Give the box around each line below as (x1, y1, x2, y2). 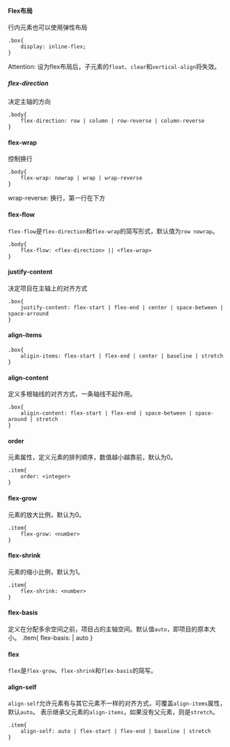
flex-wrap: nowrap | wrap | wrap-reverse (20, 175, 142, 182)
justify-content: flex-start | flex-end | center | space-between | (20, 304, 224, 311)
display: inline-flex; (20, 43, 86, 50)
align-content (8, 373, 49, 382)
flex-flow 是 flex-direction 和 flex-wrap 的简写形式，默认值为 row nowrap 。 (8, 227, 219, 235)
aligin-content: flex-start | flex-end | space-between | (20, 410, 192, 417)
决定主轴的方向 (8, 98, 51, 106)
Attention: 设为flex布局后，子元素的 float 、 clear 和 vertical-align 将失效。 (8, 63, 221, 71)
